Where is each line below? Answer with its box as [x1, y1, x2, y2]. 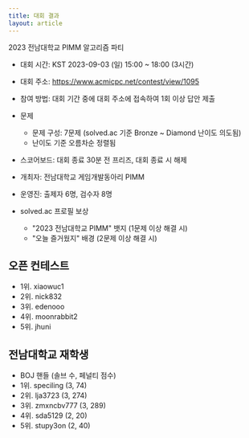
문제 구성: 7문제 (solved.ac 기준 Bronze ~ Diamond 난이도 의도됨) [31, 128, 242, 137]
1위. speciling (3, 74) [19, 381, 88, 391]
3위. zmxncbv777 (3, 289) [19, 401, 107, 411]
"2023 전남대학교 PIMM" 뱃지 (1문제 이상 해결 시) [31, 223, 188, 233]
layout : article [8, 19, 63, 27]
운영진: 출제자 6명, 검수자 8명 [19, 189, 112, 199]
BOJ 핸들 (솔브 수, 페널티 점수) [19, 370, 116, 380]
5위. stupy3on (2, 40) [19, 421, 91, 431]
